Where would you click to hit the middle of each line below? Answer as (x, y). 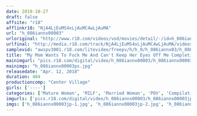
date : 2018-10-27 (27, 11)
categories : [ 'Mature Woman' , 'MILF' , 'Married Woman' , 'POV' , (85, 93)
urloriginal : (22, 39)
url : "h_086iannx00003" (35, 33)
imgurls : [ (19, 98)
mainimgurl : (21, 60)
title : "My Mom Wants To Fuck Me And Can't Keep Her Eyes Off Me (87, 55)
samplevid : (19, 50)
